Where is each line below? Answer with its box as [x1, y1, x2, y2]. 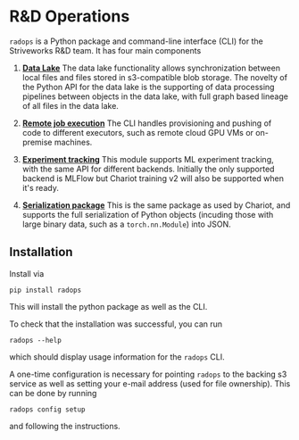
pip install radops [9, 286, 82, 295]
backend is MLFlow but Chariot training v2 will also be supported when [21, 172, 284, 184]
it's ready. [21, 182, 60, 193]
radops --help [9, 336, 62, 345]
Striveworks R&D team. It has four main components [9, 45, 202, 55]
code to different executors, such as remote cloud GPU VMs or [21, 127, 254, 137]
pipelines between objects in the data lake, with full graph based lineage [21, 91, 288, 102]
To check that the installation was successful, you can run [9, 319, 223, 329]
